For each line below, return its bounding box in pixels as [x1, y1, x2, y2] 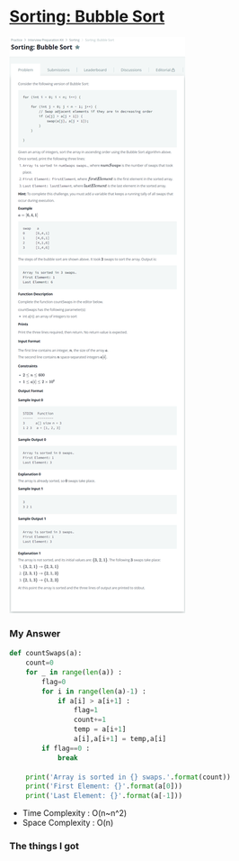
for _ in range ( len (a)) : [25, 667, 123, 677]
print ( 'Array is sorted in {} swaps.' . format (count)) [25, 773, 231, 782]
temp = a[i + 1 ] [73, 725, 127, 734]
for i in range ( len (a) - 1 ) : [41, 687, 146, 696]
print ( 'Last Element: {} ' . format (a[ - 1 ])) [25, 792, 182, 801]
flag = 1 [73, 706, 99, 715]
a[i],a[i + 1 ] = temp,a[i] [73, 735, 167, 744]
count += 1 [73, 715, 106, 725]
